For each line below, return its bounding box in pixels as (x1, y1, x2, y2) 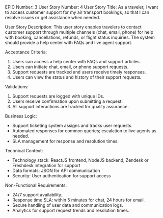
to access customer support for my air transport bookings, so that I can (5, 9, 150, 15)
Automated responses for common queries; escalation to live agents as (12, 128, 157, 134)
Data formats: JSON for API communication (12, 168, 101, 173)
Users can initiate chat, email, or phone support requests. (12, 64, 129, 70)
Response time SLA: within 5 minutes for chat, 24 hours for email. (12, 197, 145, 203)
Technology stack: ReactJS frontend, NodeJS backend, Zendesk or (12, 157, 149, 163)
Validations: (5, 84, 29, 90)
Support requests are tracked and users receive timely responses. (12, 69, 146, 75)
